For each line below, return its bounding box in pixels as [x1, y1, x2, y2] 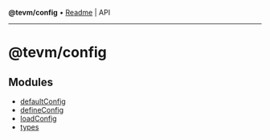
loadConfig [19, 113, 58, 123]
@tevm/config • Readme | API [8, 8, 111, 17]
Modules [8, 75, 54, 89]
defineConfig [19, 105, 64, 114]
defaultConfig [19, 97, 66, 106]
